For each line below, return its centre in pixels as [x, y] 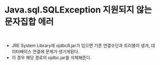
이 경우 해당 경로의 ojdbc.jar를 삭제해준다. [52, 57]
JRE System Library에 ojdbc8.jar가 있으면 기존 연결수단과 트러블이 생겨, [81, 45]
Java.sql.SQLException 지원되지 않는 [78, 10]
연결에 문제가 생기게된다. [56, 52]
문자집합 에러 [29, 22]
